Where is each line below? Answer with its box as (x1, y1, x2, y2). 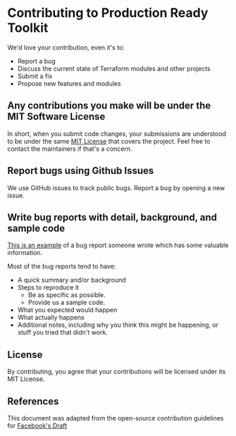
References (7, 395, 59, 407)
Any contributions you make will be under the (7, 100, 211, 112)
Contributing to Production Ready (7, 5, 209, 21)
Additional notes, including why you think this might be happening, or (17, 320, 219, 329)
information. (7, 249, 43, 257)
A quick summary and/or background (17, 276, 127, 285)
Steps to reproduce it (17, 283, 80, 292)
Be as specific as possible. (27, 291, 106, 299)
